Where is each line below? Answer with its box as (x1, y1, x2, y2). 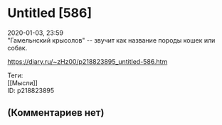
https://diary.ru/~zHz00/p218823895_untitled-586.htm (7, 57, 168, 65)
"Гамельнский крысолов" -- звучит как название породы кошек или (7, 36, 216, 44)
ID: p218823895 (7, 86, 55, 94)
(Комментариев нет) (7, 107, 105, 119)
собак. (7, 43, 28, 52)
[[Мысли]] (7, 78, 38, 87)
